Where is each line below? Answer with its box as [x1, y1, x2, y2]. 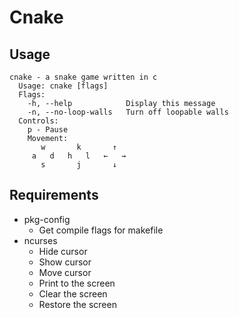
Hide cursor [38, 245, 88, 257]
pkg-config [23, 213, 71, 225]
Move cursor [38, 266, 92, 278]
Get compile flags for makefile [38, 224, 164, 236]
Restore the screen [38, 298, 117, 310]
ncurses [23, 234, 58, 246]
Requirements [9, 187, 99, 204]
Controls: [18, 116, 59, 126]
